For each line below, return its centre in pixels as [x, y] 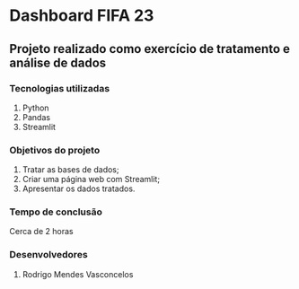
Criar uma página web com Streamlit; [91, 180]
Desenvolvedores [48, 255]
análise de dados [58, 62]
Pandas [36, 117]
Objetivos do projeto [55, 150]
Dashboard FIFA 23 [82, 16]
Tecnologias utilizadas [60, 88]
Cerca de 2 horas [41, 232]
